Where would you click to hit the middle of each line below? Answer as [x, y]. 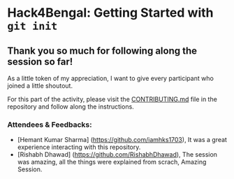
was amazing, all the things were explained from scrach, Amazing [112, 162]
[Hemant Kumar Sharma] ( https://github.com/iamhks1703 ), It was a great [122, 140]
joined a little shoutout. [40, 86]
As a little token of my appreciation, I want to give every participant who [111, 78]
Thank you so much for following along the [102, 50]
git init [32, 26]
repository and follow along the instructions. [71, 107]
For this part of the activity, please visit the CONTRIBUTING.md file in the [112, 99]
